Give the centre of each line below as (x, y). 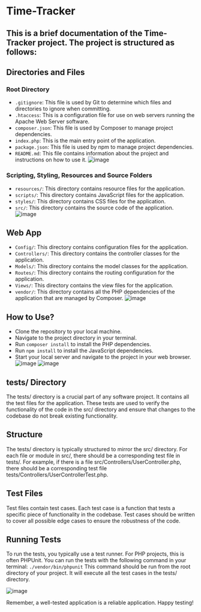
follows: (22, 52)
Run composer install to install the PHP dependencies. (83, 344)
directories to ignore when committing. (63, 109)
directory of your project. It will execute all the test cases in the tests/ (91, 573)
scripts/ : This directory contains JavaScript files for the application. (99, 195)
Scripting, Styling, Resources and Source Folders (79, 175)
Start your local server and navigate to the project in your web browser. (103, 357)
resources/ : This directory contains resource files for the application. (100, 188)
